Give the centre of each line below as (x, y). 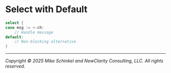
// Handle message (34, 32)
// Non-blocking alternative (45, 42)
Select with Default (46, 9)
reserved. (15, 66)
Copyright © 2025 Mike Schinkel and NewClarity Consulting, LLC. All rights (84, 61)
